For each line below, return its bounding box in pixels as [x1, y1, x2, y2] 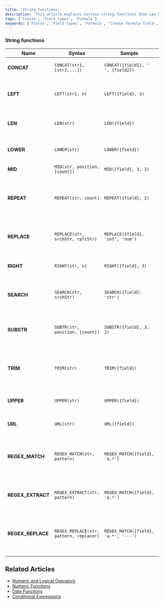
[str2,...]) [54, 67, 82, 72]
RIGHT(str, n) [54, 263, 87, 268]
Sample [120, 49, 139, 56]
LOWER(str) [54, 146, 80, 152]
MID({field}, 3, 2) [104, 166, 150, 172]
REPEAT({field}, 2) [104, 195, 150, 201]
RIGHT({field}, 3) [104, 263, 147, 268]
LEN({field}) [104, 121, 135, 126]
